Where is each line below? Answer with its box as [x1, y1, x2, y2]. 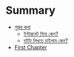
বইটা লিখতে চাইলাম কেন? [23, 37, 69, 44]
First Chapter [14, 43, 48, 51]
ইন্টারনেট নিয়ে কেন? [23, 30, 58, 37]
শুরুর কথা [14, 23, 31, 31]
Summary [5, 4, 55, 17]
